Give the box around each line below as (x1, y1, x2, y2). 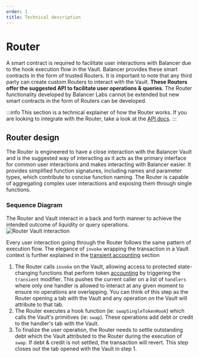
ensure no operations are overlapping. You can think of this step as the (14, 288, 189, 295)
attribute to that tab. (14, 301, 64, 308)
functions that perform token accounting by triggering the (39, 269, 181, 277)
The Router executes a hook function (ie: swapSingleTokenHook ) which (14, 307, 185, 314)
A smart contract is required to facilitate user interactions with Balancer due (6, 59, 191, 67)
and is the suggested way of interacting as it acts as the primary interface (6, 155, 187, 162)
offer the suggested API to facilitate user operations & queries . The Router (6, 84, 192, 92)
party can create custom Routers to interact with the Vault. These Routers (6, 78, 188, 86)
